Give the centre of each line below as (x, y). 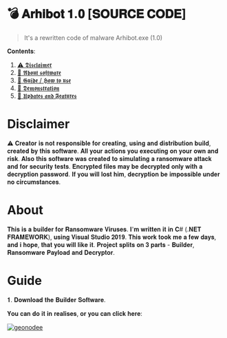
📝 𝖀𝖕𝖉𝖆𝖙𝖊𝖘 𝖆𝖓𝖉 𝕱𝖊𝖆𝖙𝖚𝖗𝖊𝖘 (47, 96)
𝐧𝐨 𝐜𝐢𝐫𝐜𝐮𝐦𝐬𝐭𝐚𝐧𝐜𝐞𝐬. (34, 182)
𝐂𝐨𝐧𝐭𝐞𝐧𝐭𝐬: (21, 51)
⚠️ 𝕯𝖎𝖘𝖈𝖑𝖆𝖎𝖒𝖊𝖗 (34, 65)
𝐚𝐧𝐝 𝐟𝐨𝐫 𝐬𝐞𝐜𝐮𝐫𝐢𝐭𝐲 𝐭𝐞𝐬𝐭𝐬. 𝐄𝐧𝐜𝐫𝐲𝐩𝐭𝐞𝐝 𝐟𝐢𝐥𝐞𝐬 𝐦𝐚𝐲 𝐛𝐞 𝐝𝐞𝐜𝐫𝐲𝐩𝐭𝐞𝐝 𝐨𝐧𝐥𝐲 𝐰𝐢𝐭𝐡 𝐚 (105, 166)
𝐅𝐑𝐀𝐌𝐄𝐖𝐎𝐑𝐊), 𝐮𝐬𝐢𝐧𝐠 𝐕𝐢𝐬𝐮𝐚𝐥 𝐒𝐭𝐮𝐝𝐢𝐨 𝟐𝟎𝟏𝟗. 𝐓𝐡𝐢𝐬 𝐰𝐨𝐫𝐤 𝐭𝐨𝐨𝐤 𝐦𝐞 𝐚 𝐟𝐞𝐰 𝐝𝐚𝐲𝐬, (112, 237)
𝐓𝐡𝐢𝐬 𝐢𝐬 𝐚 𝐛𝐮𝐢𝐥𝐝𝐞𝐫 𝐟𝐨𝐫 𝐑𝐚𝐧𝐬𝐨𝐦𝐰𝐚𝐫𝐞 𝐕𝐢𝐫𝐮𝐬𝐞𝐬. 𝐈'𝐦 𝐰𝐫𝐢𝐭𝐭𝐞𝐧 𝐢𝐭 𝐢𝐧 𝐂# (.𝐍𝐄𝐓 (104, 229)
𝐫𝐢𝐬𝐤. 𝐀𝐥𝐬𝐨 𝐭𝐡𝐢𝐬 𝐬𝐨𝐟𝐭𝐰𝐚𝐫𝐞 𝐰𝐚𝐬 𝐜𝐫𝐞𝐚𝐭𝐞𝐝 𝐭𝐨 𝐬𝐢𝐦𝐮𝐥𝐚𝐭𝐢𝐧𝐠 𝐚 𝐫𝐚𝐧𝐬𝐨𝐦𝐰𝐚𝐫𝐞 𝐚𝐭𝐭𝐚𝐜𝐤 (109, 158)
